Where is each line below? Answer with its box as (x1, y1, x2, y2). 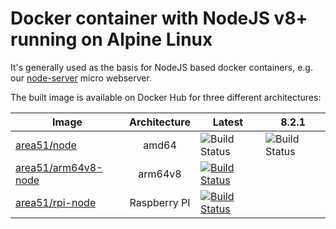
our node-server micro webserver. (10, 72, 152, 84)
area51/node (15, 138, 77, 152)
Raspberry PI (129, 195, 191, 209)
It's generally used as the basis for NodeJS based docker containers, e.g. (10, 61, 313, 73)
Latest (212, 115, 244, 129)
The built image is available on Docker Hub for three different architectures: (10, 91, 322, 103)
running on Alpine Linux (10, 28, 213, 51)
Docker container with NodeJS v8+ (10, 7, 308, 30)
